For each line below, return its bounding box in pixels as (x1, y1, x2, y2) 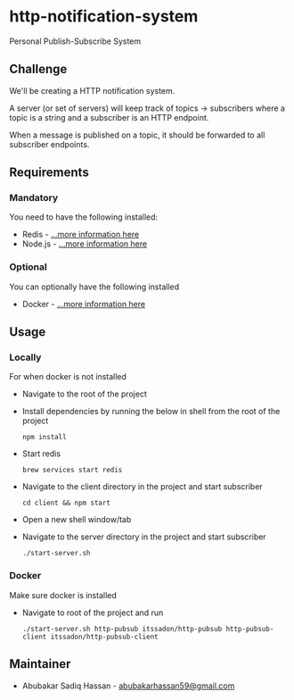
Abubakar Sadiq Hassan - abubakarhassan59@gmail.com (21, 680, 235, 691)
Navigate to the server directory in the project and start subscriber (21, 531, 266, 542)
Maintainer (9, 656, 71, 671)
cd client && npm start (21, 498, 111, 508)
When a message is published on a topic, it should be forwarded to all (9, 129, 265, 140)
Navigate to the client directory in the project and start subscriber (21, 481, 263, 492)
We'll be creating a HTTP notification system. (9, 85, 176, 96)
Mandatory (9, 192, 59, 204)
